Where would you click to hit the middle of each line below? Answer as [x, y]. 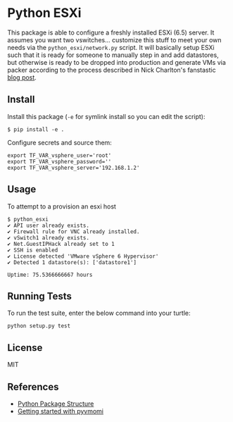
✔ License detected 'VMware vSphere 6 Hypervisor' [83, 256]
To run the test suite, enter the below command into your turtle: [99, 313]
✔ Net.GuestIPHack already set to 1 [61, 244]
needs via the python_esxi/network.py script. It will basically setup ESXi [111, 47]
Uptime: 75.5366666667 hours [50, 275]
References [33, 386]
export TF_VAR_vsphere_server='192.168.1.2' [74, 168]
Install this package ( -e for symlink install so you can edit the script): [106, 116]
